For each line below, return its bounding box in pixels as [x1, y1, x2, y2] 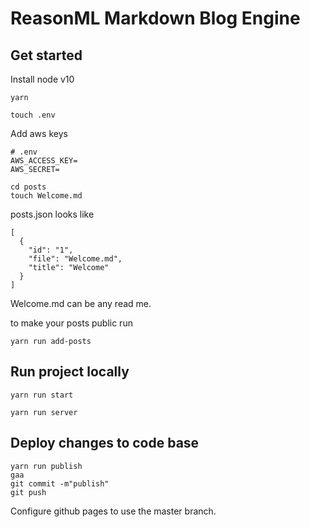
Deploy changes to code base [10, 435, 200, 452]
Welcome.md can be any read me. [10, 298, 152, 309]
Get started [10, 47, 83, 64]
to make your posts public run [10, 317, 133, 329]
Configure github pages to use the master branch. [10, 505, 217, 517]
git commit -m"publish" [10, 478, 110, 489]
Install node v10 [10, 73, 75, 85]
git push [10, 487, 47, 497]
